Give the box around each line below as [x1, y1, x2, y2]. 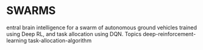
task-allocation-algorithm [28, 37, 92, 44]
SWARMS [6, 4, 56, 18]
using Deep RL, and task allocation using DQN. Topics [6, 30, 142, 37]
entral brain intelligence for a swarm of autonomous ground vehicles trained [6, 24, 197, 31]
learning [6, 37, 27, 44]
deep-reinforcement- [143, 30, 196, 37]
